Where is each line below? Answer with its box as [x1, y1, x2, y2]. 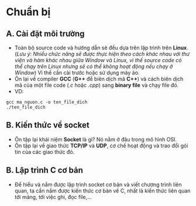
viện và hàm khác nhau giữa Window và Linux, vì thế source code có [14, 57, 182, 63]
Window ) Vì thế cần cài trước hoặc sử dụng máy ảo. [14, 69, 140, 76]
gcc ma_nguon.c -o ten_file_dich [6, 99, 88, 105]
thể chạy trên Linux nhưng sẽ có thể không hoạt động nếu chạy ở [14, 63, 173, 70]
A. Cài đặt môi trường [6, 29, 85, 39]
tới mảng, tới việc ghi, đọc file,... [14, 193, 92, 200]
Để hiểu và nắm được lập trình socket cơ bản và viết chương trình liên [14, 181, 182, 188]
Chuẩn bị [6, 5, 51, 19]
